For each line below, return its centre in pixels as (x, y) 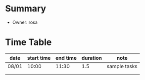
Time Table (28, 42)
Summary (25, 9)
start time (39, 58)
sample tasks (122, 66)
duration (92, 58)
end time (66, 58)
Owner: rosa (25, 22)
